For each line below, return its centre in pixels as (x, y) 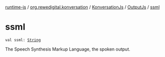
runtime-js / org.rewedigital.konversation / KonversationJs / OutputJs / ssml (82, 7)
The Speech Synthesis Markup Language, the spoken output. (68, 49)
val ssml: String (23, 40)
